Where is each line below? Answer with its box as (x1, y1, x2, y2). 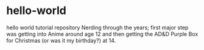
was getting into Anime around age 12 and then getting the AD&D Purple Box (6, 30, 199, 37)
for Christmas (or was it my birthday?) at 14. (6, 37, 116, 44)
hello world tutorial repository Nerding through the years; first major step (6, 24, 189, 31)
